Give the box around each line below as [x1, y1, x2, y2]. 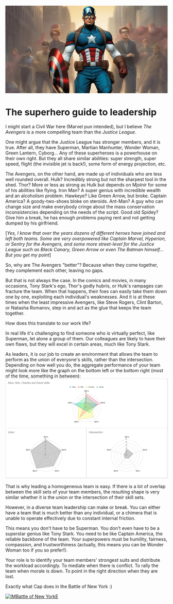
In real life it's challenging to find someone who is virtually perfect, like [5, 330, 155, 336]
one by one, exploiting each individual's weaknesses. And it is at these [5, 294, 155, 300]
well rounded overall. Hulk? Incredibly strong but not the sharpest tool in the [5, 176, 166, 183]
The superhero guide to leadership [5, 107, 157, 118]
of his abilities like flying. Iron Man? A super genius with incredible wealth [5, 187, 161, 194]
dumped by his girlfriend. [5, 220, 59, 227]
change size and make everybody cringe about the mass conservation [5, 204, 155, 210]
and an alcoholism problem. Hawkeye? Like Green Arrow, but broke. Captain [5, 193, 167, 199]
